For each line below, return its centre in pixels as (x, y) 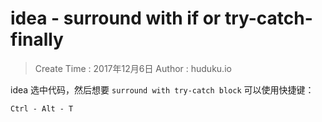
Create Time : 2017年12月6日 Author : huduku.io (133, 68)
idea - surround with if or (116, 18)
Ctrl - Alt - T (42, 108)
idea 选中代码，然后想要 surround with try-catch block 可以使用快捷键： (162, 89)
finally (37, 39)
